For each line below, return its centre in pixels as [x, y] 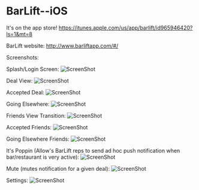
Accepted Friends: [29, 127]
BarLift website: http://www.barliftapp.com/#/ [62, 46]
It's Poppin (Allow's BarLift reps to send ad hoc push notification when [93, 150]
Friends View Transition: [36, 115]
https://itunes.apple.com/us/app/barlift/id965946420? [126, 28]
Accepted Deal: [25, 92]
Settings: [17, 180]
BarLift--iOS [37, 11]
